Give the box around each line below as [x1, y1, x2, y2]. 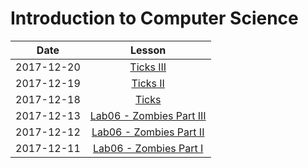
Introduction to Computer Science [10, 7, 299, 30]
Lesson [130, 43, 167, 57]
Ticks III [129, 60, 167, 74]
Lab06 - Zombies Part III [89, 108, 207, 122]
